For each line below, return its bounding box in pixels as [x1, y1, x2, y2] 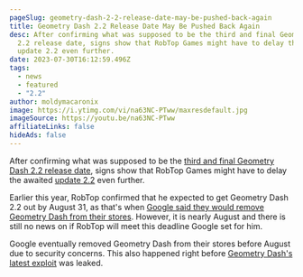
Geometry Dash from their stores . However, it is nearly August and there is [9, 211, 286, 222]
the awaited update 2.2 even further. [9, 174, 145, 185]
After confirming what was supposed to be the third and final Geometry [9, 155, 275, 166]
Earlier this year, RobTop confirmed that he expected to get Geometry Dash [9, 191, 289, 203]
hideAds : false [9, 131, 67, 140]
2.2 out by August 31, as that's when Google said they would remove [9, 201, 264, 212]
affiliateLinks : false [9, 123, 95, 132]
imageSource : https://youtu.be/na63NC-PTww [9, 114, 176, 123]
